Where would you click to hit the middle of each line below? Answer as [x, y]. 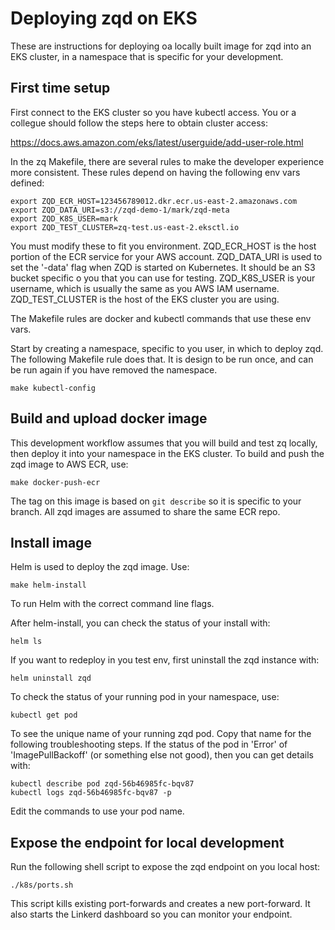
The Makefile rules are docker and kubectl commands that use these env [161, 318]
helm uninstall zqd [51, 678]
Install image [51, 542]
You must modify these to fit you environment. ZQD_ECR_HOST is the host [163, 246]
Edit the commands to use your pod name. [97, 811]
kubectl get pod [44, 715]
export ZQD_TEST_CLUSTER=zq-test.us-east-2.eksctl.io [125, 227]
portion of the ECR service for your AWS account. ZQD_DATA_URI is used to [166, 256]
